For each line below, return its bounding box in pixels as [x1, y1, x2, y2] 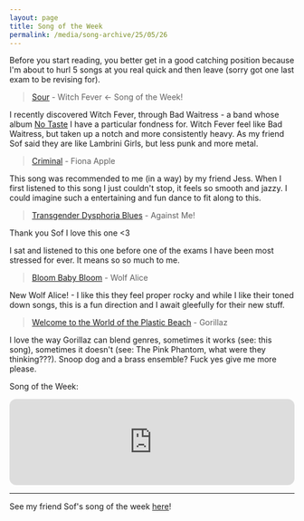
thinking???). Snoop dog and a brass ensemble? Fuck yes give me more [9, 354, 278, 365]
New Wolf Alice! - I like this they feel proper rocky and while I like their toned [9, 290, 294, 301]
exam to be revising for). [9, 74, 101, 85]
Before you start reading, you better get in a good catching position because [9, 55, 295, 66]
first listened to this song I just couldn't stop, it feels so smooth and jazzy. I [9, 183, 288, 194]
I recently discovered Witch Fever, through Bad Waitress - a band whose [9, 110, 280, 121]
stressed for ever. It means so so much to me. [9, 255, 180, 265]
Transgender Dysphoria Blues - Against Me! [31, 210, 196, 221]
